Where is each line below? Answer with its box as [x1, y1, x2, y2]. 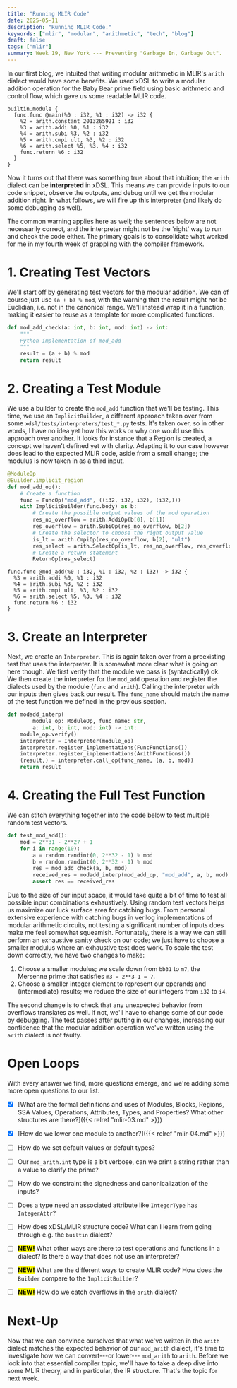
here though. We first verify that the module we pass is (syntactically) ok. [7, 667, 220, 676]
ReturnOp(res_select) [32, 555, 97, 563]
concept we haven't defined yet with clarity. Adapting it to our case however [7, 442, 229, 449]
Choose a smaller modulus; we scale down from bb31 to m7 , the [17, 965, 200, 972]
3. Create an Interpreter [7, 629, 148, 645]
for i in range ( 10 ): [20, 845, 80, 852]
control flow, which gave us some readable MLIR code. [7, 91, 167, 100]
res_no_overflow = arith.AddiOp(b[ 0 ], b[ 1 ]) [32, 517, 166, 524]
